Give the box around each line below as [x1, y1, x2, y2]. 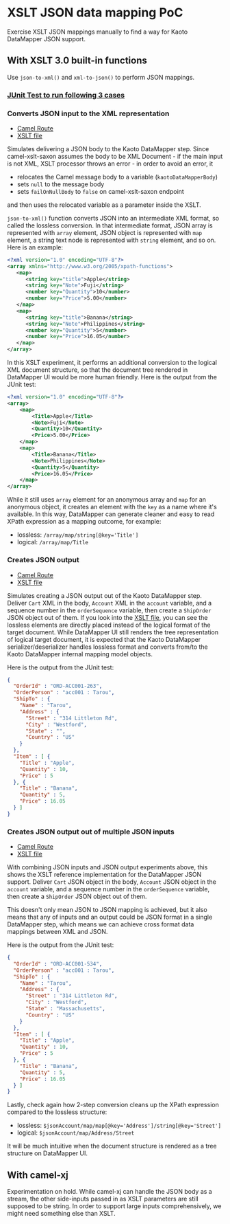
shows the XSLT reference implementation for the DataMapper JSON [7, 871, 202, 879]
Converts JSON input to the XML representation [7, 109, 170, 118]
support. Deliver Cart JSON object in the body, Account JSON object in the [7, 878, 217, 886]
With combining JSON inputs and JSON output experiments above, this [7, 863, 208, 871]
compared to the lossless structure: [7, 1108, 107, 1116]
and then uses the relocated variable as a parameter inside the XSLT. [7, 201, 202, 209]
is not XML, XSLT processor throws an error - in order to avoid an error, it [7, 159, 214, 168]
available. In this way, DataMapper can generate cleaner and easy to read [7, 510, 215, 518]
